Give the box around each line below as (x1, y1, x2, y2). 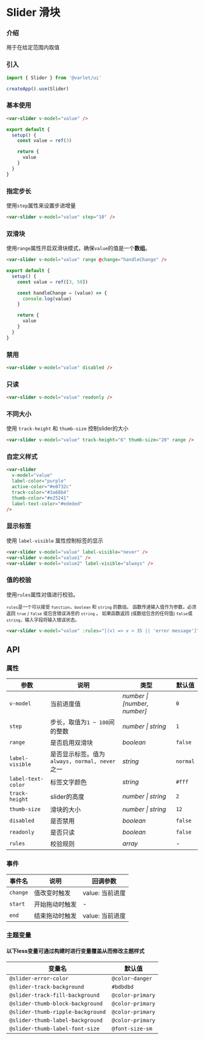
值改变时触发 (34, 888, 71, 897)
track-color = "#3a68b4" (12, 489, 69, 495)
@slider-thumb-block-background (9, 1000, 103, 1007)
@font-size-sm (111, 1025, 153, 1032)
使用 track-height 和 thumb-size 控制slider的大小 (6, 425, 129, 432)
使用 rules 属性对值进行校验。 (6, 591, 79, 598)
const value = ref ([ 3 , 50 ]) (17, 279, 88, 285)
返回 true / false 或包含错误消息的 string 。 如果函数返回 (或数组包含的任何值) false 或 (6, 610, 193, 616)
